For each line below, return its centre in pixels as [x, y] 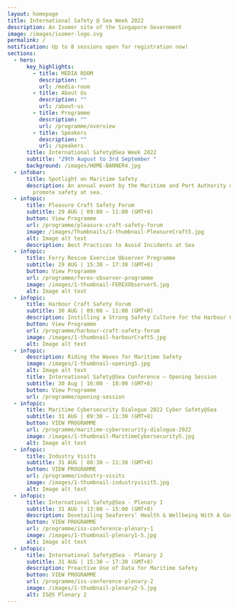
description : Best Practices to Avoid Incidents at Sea [110, 245]
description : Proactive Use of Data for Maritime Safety [112, 569]
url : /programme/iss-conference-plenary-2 [90, 582]
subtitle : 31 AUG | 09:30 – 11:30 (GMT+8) [90, 417]
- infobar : [30, 172]
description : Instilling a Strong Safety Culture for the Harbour [126, 318]
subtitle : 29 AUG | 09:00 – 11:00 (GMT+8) [90, 212]
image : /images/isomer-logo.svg [55, 34]
